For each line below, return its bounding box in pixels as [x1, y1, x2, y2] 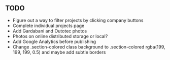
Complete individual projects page [12, 22, 85, 28]
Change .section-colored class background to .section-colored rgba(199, [12, 43, 166, 49]
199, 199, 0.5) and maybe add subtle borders [12, 49, 106, 55]
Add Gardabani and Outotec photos [12, 27, 87, 34]
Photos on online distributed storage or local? [12, 33, 108, 39]
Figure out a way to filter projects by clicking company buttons [12, 17, 144, 23]
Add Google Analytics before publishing [12, 38, 96, 44]
